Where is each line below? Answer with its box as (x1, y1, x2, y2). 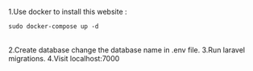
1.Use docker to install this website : (8, 7, 127, 16)
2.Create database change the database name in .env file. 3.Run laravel (8, 45, 246, 55)
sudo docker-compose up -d (8, 23, 99, 31)
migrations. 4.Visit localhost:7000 (8, 54, 120, 63)
